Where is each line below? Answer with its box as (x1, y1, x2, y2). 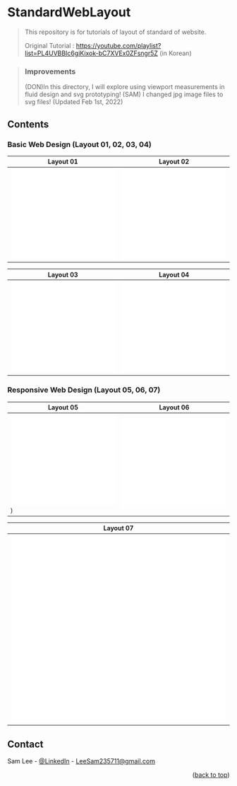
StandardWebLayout (7, 4, 131, 21)
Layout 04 (158, 270, 190, 279)
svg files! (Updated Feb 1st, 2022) (24, 98, 123, 106)
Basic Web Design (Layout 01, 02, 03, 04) (7, 139, 152, 149)
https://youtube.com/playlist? (75, 41, 162, 50)
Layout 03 (47, 270, 79, 279)
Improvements (24, 67, 76, 76)
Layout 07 (103, 524, 134, 533)
